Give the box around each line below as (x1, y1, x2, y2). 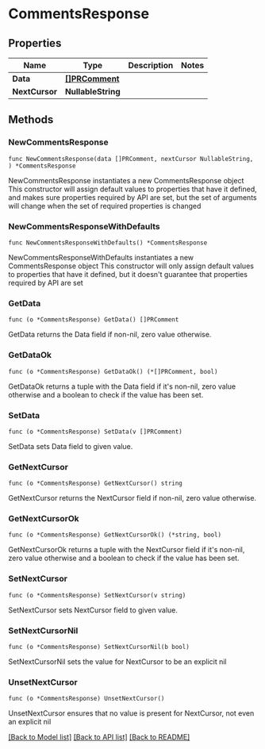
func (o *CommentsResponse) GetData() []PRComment (8, 316, 179, 324)
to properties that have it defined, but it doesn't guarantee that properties (8, 269, 248, 278)
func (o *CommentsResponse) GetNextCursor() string (8, 479, 182, 488)
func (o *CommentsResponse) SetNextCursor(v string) (8, 591, 186, 599)
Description (128, 60, 174, 71)
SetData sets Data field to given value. (8, 441, 133, 451)
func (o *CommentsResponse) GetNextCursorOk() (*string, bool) (8, 531, 222, 540)
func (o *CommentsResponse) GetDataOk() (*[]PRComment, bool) (8, 367, 218, 375)
